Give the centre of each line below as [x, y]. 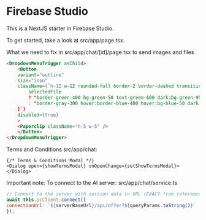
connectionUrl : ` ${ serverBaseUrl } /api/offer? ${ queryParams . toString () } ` [101, 205]
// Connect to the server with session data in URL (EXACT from [90, 194]
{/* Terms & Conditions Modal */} [51, 161]
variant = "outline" [41, 75]
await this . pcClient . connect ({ [46, 200]
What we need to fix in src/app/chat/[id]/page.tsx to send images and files [100, 52]
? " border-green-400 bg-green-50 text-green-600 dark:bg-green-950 [116, 98]
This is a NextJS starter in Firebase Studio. [60, 28]
